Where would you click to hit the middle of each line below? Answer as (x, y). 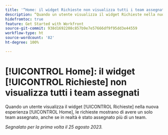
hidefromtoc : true (24, 19)
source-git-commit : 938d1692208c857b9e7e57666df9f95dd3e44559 (71, 28)
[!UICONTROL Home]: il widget (70, 71)
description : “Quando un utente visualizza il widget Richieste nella (80, 14)
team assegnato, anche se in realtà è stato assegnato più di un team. (76, 117)
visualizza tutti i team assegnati (72, 92)
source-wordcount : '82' (30, 38)
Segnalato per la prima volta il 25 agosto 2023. (54, 127)
